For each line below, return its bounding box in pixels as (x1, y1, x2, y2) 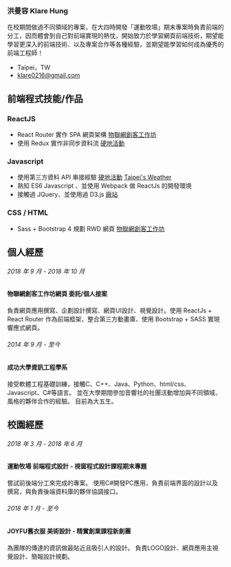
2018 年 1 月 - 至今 (7, 504, 59, 513)
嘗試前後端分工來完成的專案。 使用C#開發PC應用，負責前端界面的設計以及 (7, 478, 219, 486)
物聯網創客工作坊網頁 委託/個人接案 (7, 290, 108, 298)
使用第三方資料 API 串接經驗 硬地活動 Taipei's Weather (16, 173, 172, 182)
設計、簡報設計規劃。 (12, 552, 74, 560)
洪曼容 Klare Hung (7, 6, 69, 15)
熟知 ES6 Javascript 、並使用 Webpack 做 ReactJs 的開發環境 (16, 182, 192, 190)
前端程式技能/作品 (7, 93, 84, 105)
